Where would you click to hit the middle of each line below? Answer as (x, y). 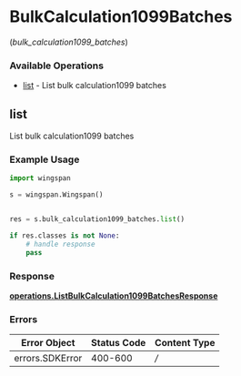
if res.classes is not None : (65, 235)
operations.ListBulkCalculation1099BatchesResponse (114, 295)
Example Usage (45, 159)
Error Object (48, 343)
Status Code (118, 343)
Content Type (185, 343)
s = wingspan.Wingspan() (56, 195)
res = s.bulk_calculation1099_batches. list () (97, 219)
